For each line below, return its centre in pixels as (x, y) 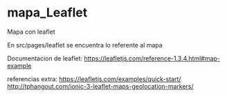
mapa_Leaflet (47, 13)
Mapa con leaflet (31, 32)
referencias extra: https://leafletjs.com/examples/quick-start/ (94, 79)
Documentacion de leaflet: (45, 58)
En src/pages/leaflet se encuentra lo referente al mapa (85, 45)
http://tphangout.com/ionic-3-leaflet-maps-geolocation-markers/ (100, 86)
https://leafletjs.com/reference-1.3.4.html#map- (152, 58)
